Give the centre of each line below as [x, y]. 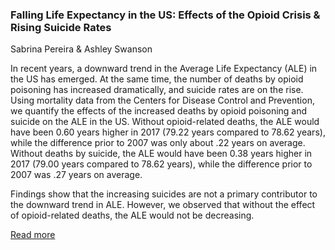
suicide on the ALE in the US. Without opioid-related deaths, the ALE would [165, 122]
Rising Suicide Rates [61, 27]
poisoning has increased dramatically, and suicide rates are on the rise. [157, 90]
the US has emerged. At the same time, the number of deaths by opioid [157, 79]
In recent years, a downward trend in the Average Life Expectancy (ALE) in [164, 69]
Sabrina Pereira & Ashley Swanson [81, 49]
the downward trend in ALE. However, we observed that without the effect [163, 205]
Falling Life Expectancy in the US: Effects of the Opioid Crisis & [165, 15]
